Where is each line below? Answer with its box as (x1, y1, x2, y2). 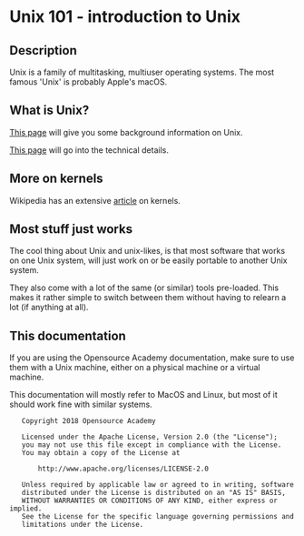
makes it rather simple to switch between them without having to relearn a (9, 292, 287, 303)
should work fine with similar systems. (9, 399, 152, 410)
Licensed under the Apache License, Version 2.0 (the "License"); (21, 432, 279, 442)
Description (9, 43, 77, 58)
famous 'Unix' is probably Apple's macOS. (9, 76, 168, 87)
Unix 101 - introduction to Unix (9, 6, 241, 27)
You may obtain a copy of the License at (21, 449, 181, 458)
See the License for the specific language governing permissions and (21, 512, 295, 521)
